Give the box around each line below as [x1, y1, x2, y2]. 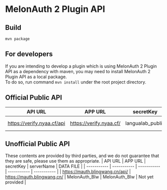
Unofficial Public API [5, 140, 70, 148]
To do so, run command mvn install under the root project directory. [5, 79, 147, 85]
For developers [5, 50, 53, 58]
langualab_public [125, 119, 165, 126]
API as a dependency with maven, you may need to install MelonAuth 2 [5, 68, 151, 74]
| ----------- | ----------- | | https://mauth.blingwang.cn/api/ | [5, 169, 131, 175]
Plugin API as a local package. [5, 74, 67, 80]
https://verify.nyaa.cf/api [7, 119, 66, 126]
